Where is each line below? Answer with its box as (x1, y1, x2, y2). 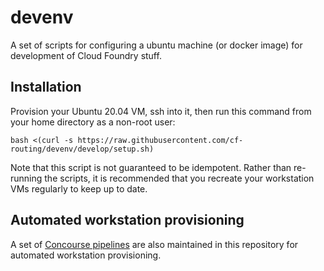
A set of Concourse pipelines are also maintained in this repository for (10, 238, 299, 250)
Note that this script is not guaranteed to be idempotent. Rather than (10, 161, 292, 173)
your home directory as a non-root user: (10, 116, 176, 128)
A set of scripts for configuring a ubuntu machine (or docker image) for (10, 39, 303, 51)
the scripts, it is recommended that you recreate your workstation (44, 172, 315, 184)
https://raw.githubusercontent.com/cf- (77, 135, 244, 145)
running (10, 172, 43, 184)
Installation (10, 79, 82, 96)
